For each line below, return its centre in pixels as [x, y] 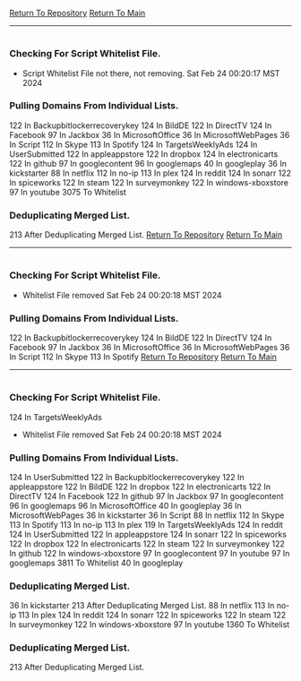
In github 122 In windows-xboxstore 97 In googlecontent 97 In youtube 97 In [150, 553]
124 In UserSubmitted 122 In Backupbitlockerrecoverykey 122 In [127, 477]
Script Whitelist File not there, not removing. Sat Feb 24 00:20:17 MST [151, 73]
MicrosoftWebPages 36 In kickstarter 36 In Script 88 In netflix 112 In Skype [147, 515]
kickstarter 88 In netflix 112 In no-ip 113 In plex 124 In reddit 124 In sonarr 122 [150, 173]
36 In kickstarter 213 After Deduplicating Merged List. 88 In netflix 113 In [142, 606]
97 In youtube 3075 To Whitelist [68, 192]
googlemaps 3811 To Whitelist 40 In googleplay [96, 563]
